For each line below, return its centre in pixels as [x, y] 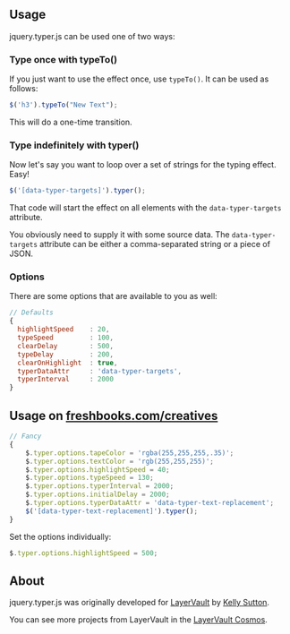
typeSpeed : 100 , [66, 338]
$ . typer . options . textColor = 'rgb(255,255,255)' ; [120, 461]
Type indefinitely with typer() [74, 145]
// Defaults [31, 313]
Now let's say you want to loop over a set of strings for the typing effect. [143, 165]
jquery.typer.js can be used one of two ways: [93, 36]
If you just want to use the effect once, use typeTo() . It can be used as [139, 79]
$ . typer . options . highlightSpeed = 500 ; [84, 553]
